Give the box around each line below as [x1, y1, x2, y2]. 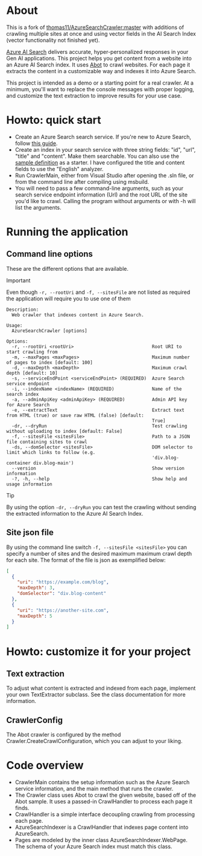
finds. [14, 805, 30, 812]
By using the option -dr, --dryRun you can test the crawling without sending [6, 503, 197, 511]
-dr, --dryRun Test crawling [11, 423, 188, 429]
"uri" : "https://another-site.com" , [17, 607, 110, 614]
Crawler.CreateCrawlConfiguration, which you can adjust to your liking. [6, 738, 183, 745]
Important [6, 276, 31, 284]
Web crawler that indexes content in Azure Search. [11, 312, 145, 318]
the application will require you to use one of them [6, 294, 131, 302]
